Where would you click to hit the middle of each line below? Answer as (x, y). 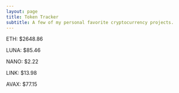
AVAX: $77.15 (22, 84)
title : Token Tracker (32, 17)
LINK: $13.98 (21, 73)
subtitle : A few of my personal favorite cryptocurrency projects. (90, 22)
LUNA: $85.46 (23, 50)
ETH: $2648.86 (25, 39)
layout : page (22, 11)
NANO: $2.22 (23, 61)
